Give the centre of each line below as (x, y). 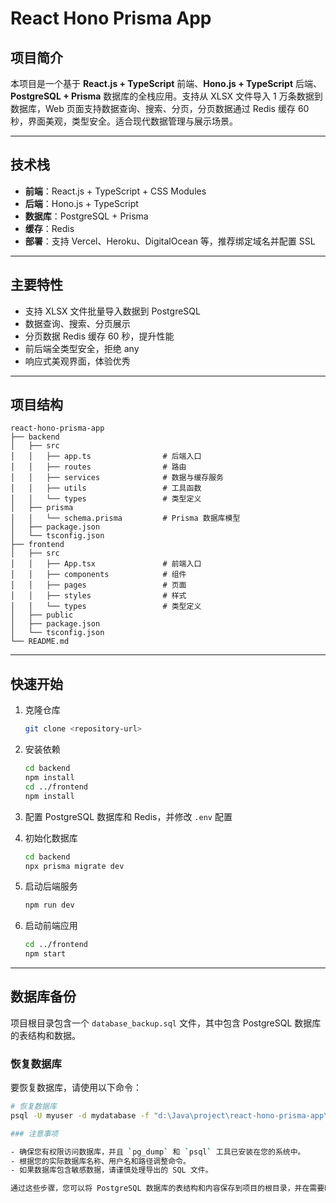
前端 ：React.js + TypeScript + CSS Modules (115, 191)
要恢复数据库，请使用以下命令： (76, 1088)
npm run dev (49, 905)
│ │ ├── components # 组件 (98, 575)
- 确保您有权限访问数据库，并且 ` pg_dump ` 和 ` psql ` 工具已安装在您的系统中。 (158, 1152)
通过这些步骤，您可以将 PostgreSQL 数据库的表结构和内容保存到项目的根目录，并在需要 (167, 1188)
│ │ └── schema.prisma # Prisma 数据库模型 (125, 518)
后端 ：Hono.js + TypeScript (81, 203)
